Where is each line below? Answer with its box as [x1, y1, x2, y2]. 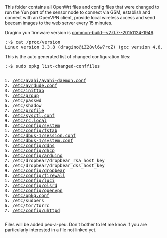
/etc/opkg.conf [12, 193, 50, 198]
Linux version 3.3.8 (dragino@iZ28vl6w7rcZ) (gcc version [5, 44, 150, 50]
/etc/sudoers [12, 198, 44, 203]
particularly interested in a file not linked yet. [5, 227, 97, 233]
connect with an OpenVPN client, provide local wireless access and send [5, 15, 156, 20]
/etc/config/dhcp [12, 148, 55, 153]
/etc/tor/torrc [12, 203, 50, 208]
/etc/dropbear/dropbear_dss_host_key [12, 163, 105, 168]
